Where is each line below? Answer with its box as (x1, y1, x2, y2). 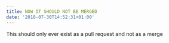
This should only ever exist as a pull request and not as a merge (6, 30, 163, 37)
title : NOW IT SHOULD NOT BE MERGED (6, 8, 97, 15)
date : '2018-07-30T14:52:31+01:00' (6, 14, 95, 20)
